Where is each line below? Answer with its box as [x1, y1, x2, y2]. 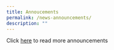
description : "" [6, 20, 48, 26]
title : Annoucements [6, 9, 59, 15]
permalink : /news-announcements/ [6, 15, 92, 21]
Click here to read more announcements [6, 37, 108, 45]
